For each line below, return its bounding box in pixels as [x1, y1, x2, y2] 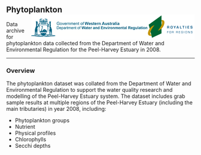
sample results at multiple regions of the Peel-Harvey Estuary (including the [6, 99, 193, 106]
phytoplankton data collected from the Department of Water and [6, 39, 165, 46]
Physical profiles [14, 129, 56, 137]
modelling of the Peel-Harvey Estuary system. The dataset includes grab [6, 92, 185, 100]
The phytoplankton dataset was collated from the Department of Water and [6, 80, 191, 87]
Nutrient [14, 123, 36, 131]
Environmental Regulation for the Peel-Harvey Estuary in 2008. [6, 46, 162, 53]
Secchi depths [14, 142, 51, 150]
